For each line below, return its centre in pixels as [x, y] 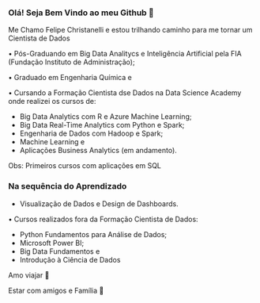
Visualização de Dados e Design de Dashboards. [99, 203]
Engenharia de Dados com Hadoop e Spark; [91, 133]
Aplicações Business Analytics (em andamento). [98, 151]
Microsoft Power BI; [52, 243]
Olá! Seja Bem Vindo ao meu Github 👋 [81, 13]
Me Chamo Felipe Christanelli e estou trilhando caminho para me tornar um [130, 30]
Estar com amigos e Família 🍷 [56, 290]
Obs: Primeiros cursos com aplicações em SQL [85, 166]
